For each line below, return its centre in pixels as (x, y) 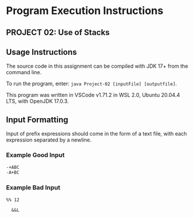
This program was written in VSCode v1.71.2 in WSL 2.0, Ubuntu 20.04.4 (93, 95)
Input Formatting (37, 120)
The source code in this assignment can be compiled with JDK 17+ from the (97, 66)
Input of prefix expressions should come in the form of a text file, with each (96, 134)
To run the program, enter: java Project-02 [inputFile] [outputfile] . (91, 84)
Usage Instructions (41, 52)
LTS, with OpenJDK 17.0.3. (37, 101)
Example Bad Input (33, 188)
